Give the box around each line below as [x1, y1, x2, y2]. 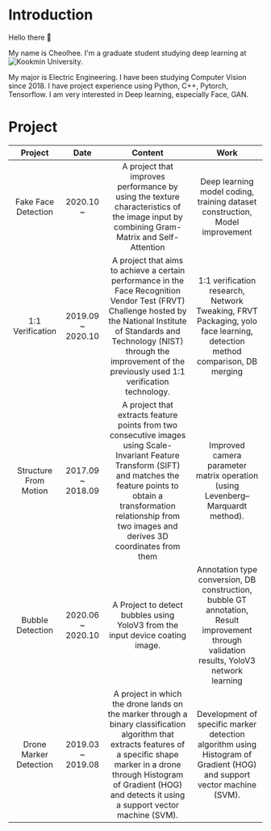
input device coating [108, 629, 187, 640]
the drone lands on [111, 698, 184, 709]
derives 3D [127, 530, 169, 542]
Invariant [115, 449, 149, 461]
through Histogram [111, 769, 184, 780]
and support [204, 769, 251, 780]
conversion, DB [198, 574, 256, 585]
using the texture [115, 191, 180, 202]
